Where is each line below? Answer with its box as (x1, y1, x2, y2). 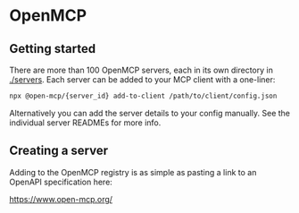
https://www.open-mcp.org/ (9, 193, 113, 204)
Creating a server (9, 143, 109, 158)
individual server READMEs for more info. (9, 117, 162, 128)
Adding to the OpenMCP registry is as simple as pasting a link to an (9, 166, 257, 177)
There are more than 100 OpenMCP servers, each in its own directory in (9, 64, 274, 75)
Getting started (9, 41, 96, 56)
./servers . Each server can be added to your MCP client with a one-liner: (9, 74, 276, 85)
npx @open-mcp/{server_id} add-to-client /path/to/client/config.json (9, 91, 278, 100)
